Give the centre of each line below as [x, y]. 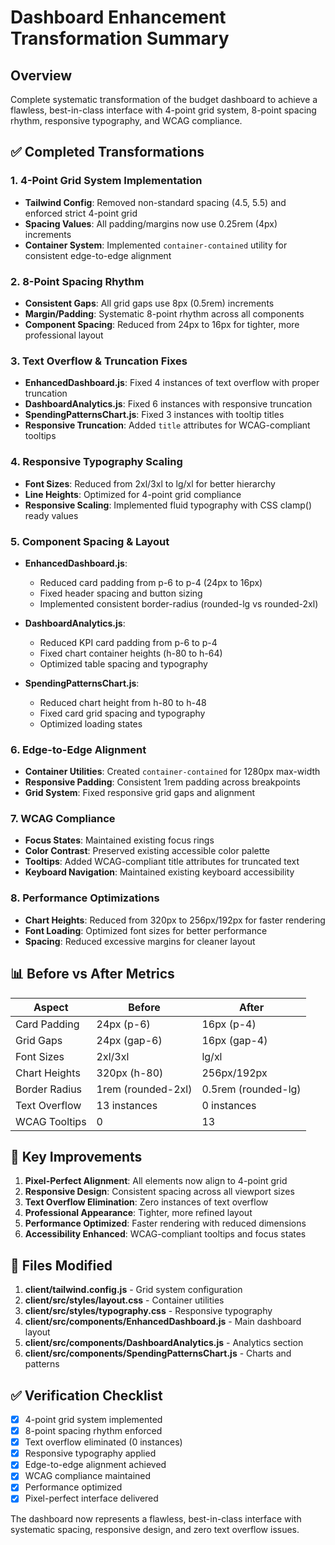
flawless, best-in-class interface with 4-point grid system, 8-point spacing [163, 110]
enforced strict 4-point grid [81, 213]
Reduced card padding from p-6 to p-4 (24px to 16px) [151, 582]
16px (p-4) [229, 1024]
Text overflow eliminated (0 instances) [103, 1442]
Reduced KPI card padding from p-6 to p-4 [128, 642]
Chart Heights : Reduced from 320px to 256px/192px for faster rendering [175, 920]
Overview [41, 75]
